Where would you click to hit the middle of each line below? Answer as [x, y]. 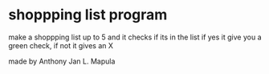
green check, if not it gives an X [61, 45]
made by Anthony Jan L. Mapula [62, 61]
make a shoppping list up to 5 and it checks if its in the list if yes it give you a [135, 37]
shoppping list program [88, 15]
